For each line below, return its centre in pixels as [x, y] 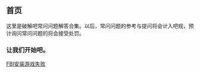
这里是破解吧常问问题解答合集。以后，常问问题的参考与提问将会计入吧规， [97, 26]
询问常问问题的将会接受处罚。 [48, 33]
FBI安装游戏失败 [26, 64]
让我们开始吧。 [28, 50]
